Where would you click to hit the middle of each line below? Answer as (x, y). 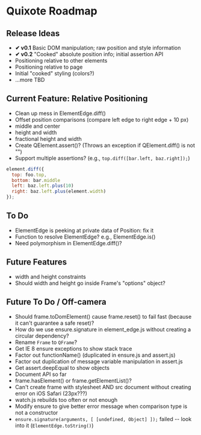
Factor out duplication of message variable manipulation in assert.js (99, 361)
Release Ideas (33, 33)
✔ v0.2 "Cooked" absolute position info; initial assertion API (89, 54)
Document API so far (41, 374)
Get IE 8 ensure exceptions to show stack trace (73, 348)
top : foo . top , (29, 175)
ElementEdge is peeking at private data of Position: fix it (84, 230)
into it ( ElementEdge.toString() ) (54, 425)
